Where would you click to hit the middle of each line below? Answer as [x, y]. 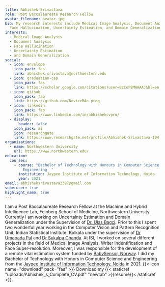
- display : [21, 119]
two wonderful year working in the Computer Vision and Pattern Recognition [82, 227]
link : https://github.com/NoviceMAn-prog [57, 101]
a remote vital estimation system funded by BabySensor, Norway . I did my [80, 253]
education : [16, 156]
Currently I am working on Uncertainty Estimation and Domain [68, 217]
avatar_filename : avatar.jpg [35, 19]
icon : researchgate [34, 133]
